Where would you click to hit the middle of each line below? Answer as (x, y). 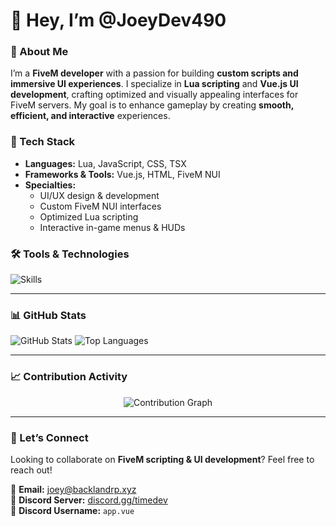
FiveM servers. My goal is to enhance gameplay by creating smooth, (152, 105)
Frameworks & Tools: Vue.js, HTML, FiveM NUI (122, 174)
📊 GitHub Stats (48, 315)
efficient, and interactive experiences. (90, 116)
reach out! (31, 470)
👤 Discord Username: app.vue (72, 510)
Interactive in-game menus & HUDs (112, 227)
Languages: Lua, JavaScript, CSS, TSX (105, 163)
